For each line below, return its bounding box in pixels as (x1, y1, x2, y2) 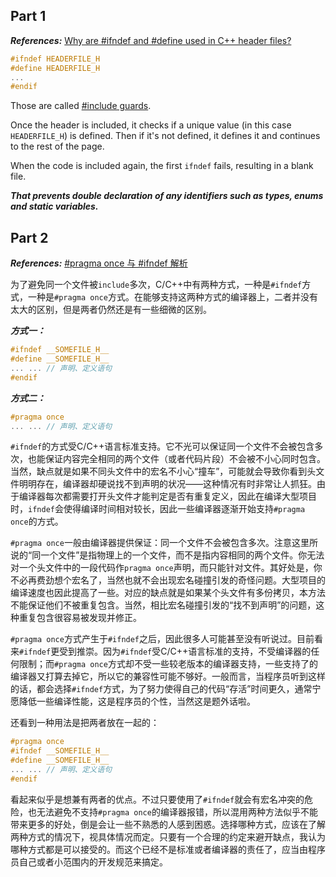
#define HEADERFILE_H (10, 63, 101, 73)
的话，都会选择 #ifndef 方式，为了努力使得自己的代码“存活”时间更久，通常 (10, 683, 313, 695)
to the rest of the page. (10, 140, 105, 153)
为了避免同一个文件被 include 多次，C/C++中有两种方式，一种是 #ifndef (10, 279, 303, 291)
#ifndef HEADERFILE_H (10, 54, 101, 64)
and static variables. (10, 200, 99, 213)
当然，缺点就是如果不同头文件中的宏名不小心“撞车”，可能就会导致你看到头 (10, 465, 317, 478)
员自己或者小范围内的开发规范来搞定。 (10, 855, 168, 868)
